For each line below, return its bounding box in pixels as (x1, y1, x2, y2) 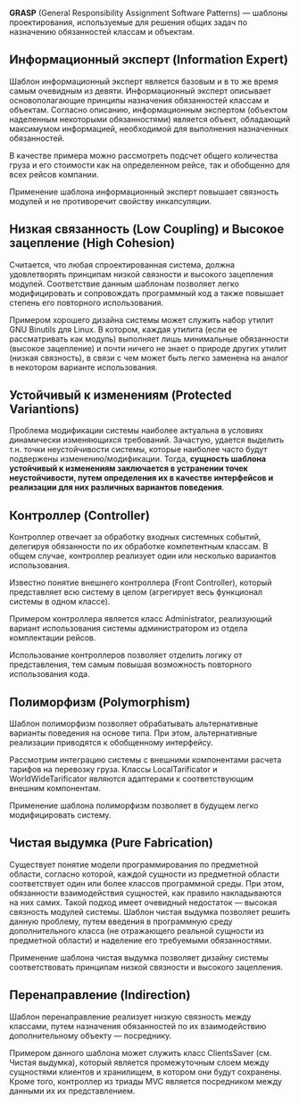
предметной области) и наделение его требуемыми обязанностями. (9, 935, 272, 945)
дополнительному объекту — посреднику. (9, 1030, 172, 1041)
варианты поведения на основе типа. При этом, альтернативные (9, 728, 258, 738)
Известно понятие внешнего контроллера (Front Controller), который (9, 577, 272, 588)
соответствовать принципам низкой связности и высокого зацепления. (9, 961, 283, 972)
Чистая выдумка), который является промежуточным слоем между (9, 1057, 270, 1068)
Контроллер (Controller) (9, 507, 150, 523)
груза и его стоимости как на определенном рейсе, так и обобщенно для (9, 160, 290, 170)
